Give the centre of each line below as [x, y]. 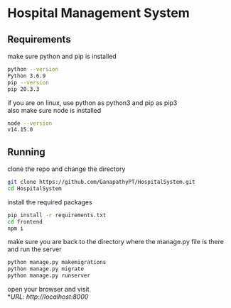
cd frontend [25, 221]
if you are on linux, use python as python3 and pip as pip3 [92, 103]
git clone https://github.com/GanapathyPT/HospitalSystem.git [101, 182]
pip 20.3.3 [23, 89]
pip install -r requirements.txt [57, 215]
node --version [30, 123]
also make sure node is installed [54, 110]
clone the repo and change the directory [66, 169]
